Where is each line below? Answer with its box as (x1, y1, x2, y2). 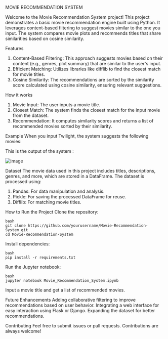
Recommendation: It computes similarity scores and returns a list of (12, 118, 154, 123)
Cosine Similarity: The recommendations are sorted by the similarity (12, 77, 154, 82)
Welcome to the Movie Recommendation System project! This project (5, 14, 150, 20)
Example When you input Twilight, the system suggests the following (5, 133, 149, 139)
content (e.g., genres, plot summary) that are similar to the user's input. (12, 61, 162, 66)
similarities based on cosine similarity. (5, 35, 85, 41)
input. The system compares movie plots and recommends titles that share (5, 30, 161, 36)
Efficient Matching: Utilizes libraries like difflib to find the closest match (12, 66, 161, 72)
